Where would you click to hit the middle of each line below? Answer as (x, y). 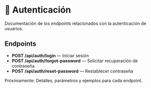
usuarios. (14, 28)
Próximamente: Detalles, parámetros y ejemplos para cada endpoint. (74, 80)
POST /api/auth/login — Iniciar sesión (50, 55)
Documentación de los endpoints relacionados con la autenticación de (75, 23)
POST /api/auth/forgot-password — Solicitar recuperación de (75, 61)
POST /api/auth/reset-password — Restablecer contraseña (72, 71)
